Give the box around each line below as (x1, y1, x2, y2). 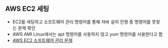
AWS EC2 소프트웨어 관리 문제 (12, 37, 73, 43)
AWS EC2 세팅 (5, 4, 49, 13)
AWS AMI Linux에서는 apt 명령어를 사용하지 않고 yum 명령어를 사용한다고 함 (12, 31, 163, 37)
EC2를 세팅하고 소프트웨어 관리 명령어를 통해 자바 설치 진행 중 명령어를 (12, 19, 151, 25)
